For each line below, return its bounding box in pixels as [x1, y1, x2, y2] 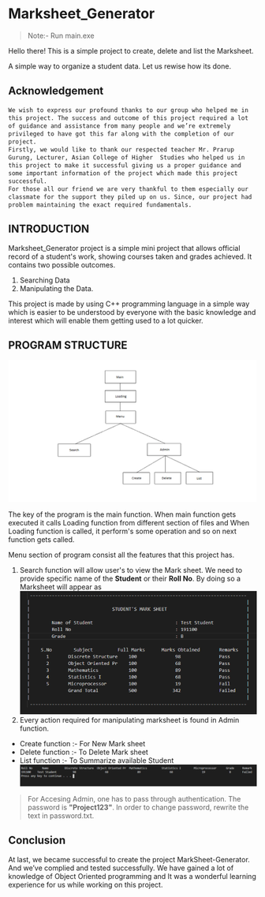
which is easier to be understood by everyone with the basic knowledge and [8, 307, 256, 316]
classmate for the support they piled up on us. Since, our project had [8, 192, 252, 201]
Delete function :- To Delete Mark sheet [19, 747, 148, 757]
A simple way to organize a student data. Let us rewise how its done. [8, 61, 231, 71]
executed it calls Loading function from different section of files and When [8, 518, 250, 528]
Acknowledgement [8, 84, 104, 98]
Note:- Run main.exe [27, 31, 95, 40]
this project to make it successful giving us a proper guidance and [8, 161, 242, 170]
